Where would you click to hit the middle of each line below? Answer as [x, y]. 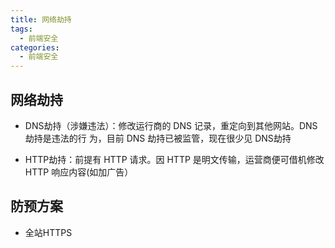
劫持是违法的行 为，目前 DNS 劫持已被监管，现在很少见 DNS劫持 [158, 138]
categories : [35, 47]
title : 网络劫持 [41, 19]
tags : [21, 29]
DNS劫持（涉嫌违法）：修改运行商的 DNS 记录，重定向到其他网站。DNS [171, 125]
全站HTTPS [48, 232]
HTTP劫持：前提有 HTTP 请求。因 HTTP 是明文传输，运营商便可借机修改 [174, 159]
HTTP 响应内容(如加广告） [79, 172]
